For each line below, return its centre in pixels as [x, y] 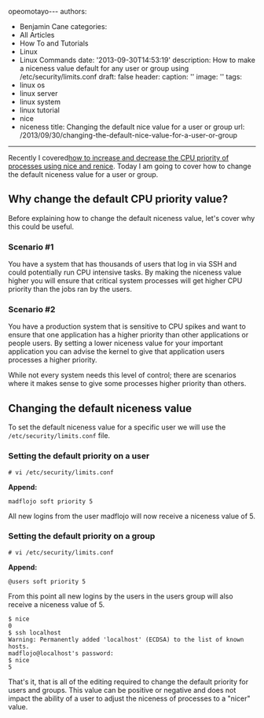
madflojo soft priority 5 [50, 501]
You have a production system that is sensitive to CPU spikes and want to [127, 326]
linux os [32, 85]
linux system [40, 102]
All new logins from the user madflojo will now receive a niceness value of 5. [132, 516]
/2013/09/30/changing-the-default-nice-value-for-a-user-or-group [128, 135]
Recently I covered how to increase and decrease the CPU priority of [119, 158]
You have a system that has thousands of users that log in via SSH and [123, 264]
